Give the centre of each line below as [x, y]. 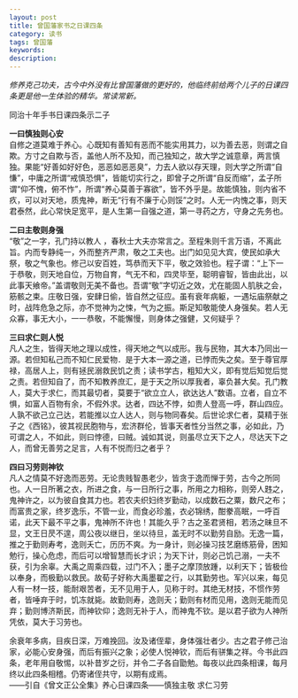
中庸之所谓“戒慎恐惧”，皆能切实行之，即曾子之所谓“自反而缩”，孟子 [151, 178]
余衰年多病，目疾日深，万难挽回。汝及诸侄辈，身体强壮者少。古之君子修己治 [149, 640]
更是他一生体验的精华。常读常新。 [79, 96]
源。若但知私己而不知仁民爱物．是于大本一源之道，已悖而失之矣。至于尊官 [145, 359]
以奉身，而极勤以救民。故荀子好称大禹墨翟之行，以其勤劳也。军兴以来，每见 [149, 578]
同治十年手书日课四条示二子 [60, 115]
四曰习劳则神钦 [36, 467]
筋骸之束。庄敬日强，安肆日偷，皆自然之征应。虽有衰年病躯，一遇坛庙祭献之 [149, 296]
